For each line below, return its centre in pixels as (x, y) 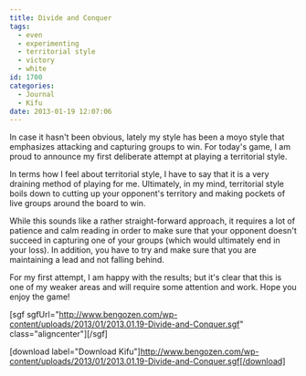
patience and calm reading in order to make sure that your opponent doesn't (153, 231)
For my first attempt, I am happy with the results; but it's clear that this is (146, 277)
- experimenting (48, 43)
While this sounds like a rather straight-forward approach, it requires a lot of (152, 221)
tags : (20, 26)
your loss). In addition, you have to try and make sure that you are (133, 250)
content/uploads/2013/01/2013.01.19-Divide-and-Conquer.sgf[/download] (148, 361)
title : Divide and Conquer (61, 18)
